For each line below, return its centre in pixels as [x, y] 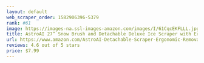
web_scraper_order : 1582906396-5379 [53, 17]
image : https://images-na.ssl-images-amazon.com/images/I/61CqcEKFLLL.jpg [103, 28]
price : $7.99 [23, 51]
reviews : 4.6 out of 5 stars [43, 46]
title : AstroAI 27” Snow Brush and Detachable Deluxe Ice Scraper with [99, 34]
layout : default [27, 12]
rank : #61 [19, 23]
